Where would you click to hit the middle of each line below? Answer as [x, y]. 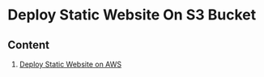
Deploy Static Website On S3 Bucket [132, 15]
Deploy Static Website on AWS [70, 64]
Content [29, 45]
